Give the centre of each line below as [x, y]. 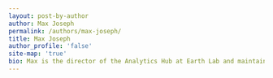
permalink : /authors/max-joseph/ [65, 31]
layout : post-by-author [49, 16]
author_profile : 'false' [50, 46]
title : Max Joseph [39, 39]
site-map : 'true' [38, 54]
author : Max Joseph [41, 24]
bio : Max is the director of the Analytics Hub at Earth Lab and [121, 62]
